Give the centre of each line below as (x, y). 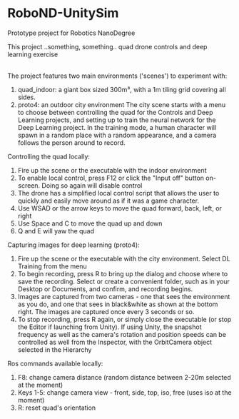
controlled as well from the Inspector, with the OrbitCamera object (115, 342)
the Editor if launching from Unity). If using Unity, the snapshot (110, 327)
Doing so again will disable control (92, 185)
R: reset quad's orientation (57, 408)
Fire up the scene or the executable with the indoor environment (112, 170)
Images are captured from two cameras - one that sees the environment (124, 296)
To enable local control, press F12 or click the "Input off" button (111, 178)
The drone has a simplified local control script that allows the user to (118, 193)
